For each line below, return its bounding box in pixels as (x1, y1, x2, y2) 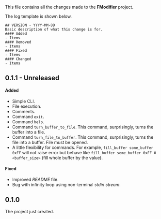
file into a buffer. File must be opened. (12, 139, 88, 145)
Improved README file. (12, 176, 59, 182)
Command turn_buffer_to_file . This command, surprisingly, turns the (12, 124, 154, 130)
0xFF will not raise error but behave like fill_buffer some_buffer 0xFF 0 (12, 149, 157, 155)
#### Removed (5, 40, 32, 44)
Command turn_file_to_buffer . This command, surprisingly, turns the (12, 134, 154, 140)
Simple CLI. (12, 98, 35, 104)
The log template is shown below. (5, 14, 72, 19)
